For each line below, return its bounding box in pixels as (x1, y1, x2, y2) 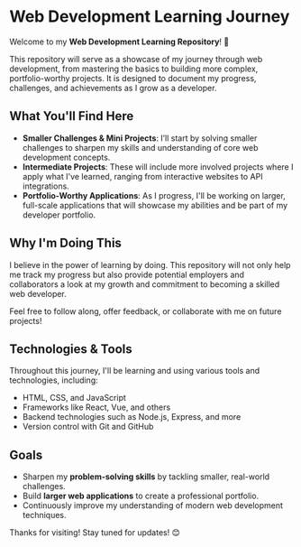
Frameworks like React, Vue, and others (22, 402, 171, 413)
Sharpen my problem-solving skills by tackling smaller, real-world (22, 471, 270, 482)
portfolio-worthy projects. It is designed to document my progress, (9, 72, 257, 83)
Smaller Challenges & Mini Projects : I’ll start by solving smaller (22, 133, 258, 144)
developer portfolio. (22, 209, 96, 220)
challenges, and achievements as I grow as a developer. (9, 82, 217, 93)
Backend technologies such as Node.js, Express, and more (22, 412, 242, 422)
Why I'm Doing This (9, 236, 122, 251)
